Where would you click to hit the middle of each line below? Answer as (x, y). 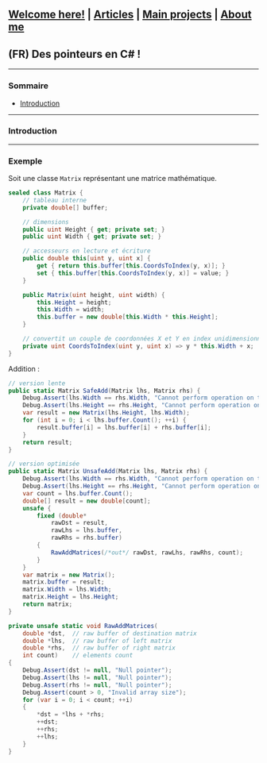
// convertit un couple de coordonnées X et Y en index (117, 339)
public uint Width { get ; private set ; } (92, 237)
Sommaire (29, 86)
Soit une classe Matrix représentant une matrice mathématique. (112, 179)
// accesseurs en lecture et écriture (87, 251)
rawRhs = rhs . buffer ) (87, 538)
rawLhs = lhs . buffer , (87, 530)
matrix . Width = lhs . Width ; (67, 590)
